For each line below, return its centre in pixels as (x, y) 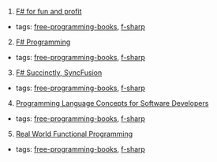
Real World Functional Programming (74, 134)
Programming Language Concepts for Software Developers (112, 103)
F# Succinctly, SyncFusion (59, 73)
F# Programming (43, 42)
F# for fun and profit (49, 11)
